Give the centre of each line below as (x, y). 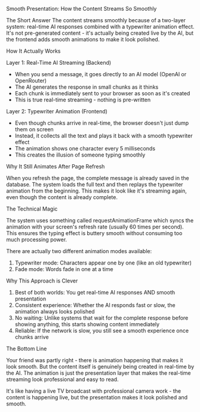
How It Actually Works (33, 51)
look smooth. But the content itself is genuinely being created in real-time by (100, 366)
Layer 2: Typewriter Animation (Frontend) (57, 111)
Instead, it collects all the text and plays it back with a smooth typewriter (104, 136)
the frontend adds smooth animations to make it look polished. (83, 39)
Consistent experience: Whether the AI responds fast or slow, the (95, 305)
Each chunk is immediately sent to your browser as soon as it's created (102, 93)
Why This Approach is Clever (42, 281)
